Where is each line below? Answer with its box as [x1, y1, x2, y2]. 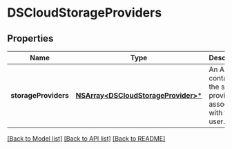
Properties [7, 33, 54, 44]
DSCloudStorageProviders [7, 5, 162, 21]
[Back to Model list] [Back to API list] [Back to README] [7, 134, 166, 143]
